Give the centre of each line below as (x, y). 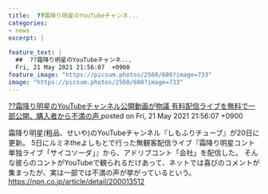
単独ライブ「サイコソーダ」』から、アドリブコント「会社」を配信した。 (125, 153)
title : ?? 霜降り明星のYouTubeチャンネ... (74, 16)
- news (19, 30)
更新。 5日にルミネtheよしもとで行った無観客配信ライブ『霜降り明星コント (132, 142)
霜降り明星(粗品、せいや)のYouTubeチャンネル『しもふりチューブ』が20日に (134, 133)
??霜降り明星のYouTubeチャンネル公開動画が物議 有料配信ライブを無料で (128, 106)
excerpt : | (26, 38)
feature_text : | (35, 52)
